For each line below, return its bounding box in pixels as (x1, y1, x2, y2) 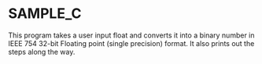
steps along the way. (8, 47, 76, 56)
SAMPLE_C (8, 5, 82, 23)
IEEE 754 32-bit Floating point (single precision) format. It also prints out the (8, 38, 255, 48)
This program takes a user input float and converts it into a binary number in (8, 30, 255, 40)
